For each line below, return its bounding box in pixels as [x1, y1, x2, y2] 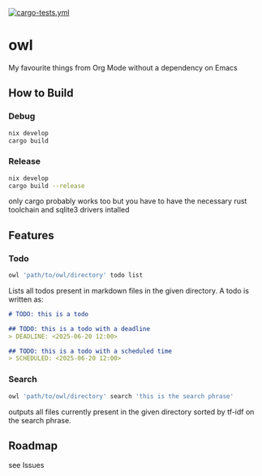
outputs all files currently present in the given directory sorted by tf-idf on [8, 406, 255, 417]
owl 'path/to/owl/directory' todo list [8, 272, 144, 280]
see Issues [8, 461, 45, 470]
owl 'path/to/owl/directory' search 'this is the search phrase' [8, 392, 234, 401]
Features [8, 228, 54, 242]
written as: [8, 294, 44, 304]
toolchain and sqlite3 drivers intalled [8, 205, 130, 215]
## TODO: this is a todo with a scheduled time [8, 347, 173, 355]
